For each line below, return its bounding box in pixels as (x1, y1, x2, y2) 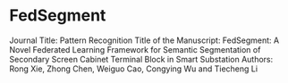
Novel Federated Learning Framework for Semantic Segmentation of (9, 44, 261, 54)
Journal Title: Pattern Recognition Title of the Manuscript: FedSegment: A (9, 35, 280, 46)
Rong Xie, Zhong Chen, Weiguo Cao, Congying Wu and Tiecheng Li (9, 63, 258, 74)
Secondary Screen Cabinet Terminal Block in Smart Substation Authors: (9, 54, 274, 64)
